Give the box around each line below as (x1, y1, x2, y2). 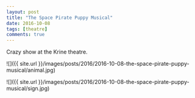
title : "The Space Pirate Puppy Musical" (6, 15, 113, 21)
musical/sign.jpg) (6, 85, 50, 92)
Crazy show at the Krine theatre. (6, 48, 88, 55)
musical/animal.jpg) (6, 66, 56, 74)
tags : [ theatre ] (6, 26, 48, 32)
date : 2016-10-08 (6, 20, 51, 26)
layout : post (6, 9, 40, 15)
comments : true (6, 32, 45, 38)
